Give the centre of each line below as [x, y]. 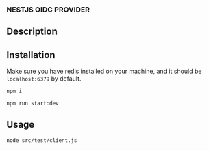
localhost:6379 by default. [44, 79]
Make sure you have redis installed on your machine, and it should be [104, 71]
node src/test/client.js [42, 140]
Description [32, 32]
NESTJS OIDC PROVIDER [48, 10]
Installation [31, 55]
